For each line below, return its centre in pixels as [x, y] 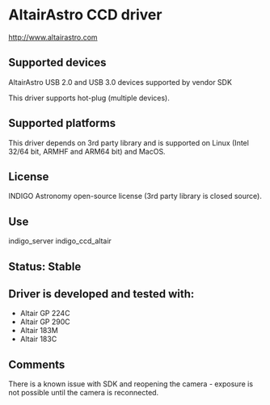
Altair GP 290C [45, 322]
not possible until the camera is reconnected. [84, 393]
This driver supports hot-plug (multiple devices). [89, 98]
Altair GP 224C [45, 314]
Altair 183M [39, 331]
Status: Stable [45, 266]
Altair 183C [38, 339]
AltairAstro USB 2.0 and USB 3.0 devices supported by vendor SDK [120, 82]
